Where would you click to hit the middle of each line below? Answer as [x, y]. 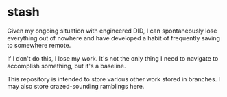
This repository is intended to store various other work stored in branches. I [114, 79]
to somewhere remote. [39, 45]
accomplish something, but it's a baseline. [67, 66]
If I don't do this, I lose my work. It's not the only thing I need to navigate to [113, 58]
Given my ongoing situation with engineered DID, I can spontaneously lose [112, 31]
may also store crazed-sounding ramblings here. [76, 86]
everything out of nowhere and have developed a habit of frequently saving [114, 38]
